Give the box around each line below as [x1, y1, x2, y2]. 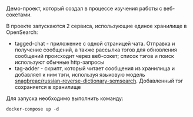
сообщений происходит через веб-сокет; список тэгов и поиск [14, 53, 175, 59]
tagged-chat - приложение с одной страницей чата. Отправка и [14, 40, 175, 47]
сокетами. [6, 11, 32, 18]
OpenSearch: [6, 29, 38, 36]
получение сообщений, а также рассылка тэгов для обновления [14, 46, 178, 53]
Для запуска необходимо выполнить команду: [6, 95, 124, 102]
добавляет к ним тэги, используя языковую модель [14, 71, 145, 78]
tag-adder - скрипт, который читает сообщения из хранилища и [14, 65, 175, 72]
